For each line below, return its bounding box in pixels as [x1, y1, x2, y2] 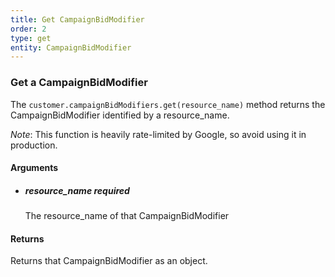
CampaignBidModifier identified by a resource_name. [10, 109, 230, 121]
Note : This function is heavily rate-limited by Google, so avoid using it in [10, 128, 307, 140]
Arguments [10, 162, 59, 174]
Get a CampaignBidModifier [10, 76, 148, 90]
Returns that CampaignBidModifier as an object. [10, 255, 208, 267]
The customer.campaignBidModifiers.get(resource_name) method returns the [10, 98, 326, 110]
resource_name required [24, 184, 130, 196]
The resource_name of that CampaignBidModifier [24, 210, 230, 222]
